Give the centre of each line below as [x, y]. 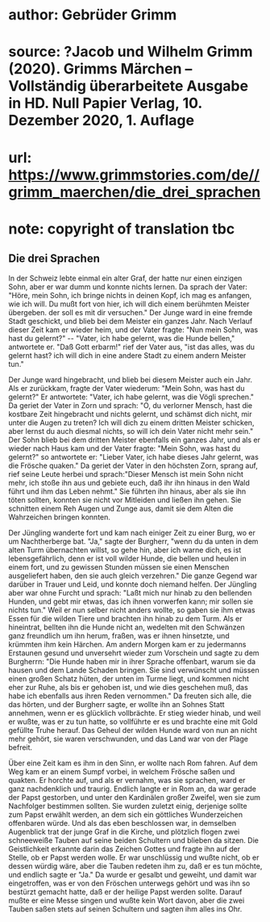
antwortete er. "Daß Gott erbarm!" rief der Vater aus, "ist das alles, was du [132, 347]
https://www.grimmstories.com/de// [134, 175]
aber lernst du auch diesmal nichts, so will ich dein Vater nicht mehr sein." [131, 431]
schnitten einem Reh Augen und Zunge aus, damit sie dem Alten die [121, 508]
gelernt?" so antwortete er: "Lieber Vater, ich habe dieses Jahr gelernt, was [134, 457]
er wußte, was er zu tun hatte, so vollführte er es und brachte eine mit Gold [133, 722]
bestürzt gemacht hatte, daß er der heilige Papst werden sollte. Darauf [125, 891]
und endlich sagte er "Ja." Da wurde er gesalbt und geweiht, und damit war [133, 874]
